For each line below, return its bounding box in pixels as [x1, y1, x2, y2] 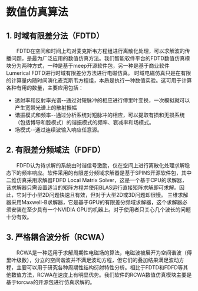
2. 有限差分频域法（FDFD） [6, 145, 105, 155]
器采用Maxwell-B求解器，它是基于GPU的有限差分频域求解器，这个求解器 [6, 199, 183, 206]
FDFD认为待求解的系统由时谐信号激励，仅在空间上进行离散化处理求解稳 [16, 161, 190, 168]
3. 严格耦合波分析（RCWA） [6, 232, 109, 242]
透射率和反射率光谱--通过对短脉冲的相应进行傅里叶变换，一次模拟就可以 [14, 97, 190, 104]
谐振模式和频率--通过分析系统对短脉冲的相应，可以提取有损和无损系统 [14, 111, 185, 118]
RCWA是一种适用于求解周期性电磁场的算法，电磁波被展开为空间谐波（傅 [16, 249, 192, 256]
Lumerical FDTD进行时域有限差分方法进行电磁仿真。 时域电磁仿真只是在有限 [6, 70, 192, 77]
